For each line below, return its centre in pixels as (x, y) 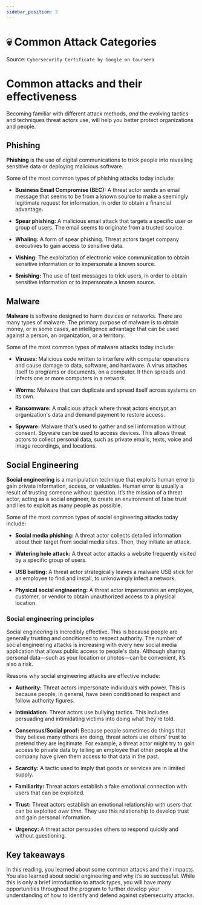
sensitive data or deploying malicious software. (65, 166)
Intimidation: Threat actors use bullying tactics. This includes (92, 712)
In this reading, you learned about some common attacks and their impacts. (100, 870)
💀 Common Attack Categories (82, 42)
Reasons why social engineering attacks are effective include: (83, 676)
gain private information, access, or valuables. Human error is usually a (95, 486)
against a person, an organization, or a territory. (66, 335)
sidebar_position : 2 (32, 12)
